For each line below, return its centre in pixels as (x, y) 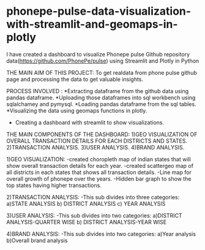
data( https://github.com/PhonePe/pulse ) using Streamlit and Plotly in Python (103, 61)
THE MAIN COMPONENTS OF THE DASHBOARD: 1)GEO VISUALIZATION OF (102, 134)
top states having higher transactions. (54, 185)
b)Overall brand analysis (37, 240)
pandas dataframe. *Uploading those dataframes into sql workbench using (101, 97)
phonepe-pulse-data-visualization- (99, 11)
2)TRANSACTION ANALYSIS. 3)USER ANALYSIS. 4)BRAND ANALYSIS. (95, 147)
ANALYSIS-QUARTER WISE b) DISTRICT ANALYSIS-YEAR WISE (87, 222)
